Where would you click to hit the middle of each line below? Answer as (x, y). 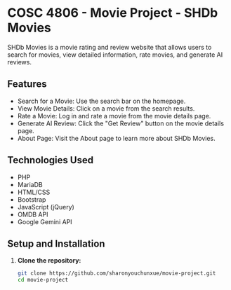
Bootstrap (32, 199)
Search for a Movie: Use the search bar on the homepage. (101, 101)
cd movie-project (43, 280)
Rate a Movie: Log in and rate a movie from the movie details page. (114, 116)
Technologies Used (50, 160)
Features (27, 84)
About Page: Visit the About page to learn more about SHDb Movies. (116, 138)
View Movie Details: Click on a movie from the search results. (106, 108)
